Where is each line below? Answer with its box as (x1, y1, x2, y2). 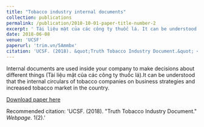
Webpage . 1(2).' (6, 114, 46, 121)
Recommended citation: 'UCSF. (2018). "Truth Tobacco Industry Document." (6, 107, 197, 115)
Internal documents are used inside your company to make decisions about (6, 65, 195, 72)
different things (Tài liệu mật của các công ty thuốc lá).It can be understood (6, 71, 195, 79)
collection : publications (6, 15, 72, 21)
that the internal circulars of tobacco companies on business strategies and (6, 77, 195, 85)
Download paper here (6, 96, 61, 103)
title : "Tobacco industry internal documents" (6, 8, 126, 15)
